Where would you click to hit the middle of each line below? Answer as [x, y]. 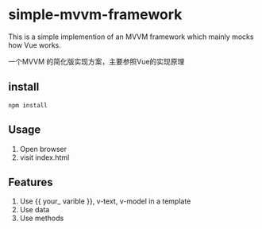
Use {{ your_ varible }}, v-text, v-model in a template [105, 201]
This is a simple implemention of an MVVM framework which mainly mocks [131, 37]
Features [31, 182]
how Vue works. [35, 45]
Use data [35, 210]
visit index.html [44, 157]
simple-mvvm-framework [95, 15]
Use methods [42, 218]
